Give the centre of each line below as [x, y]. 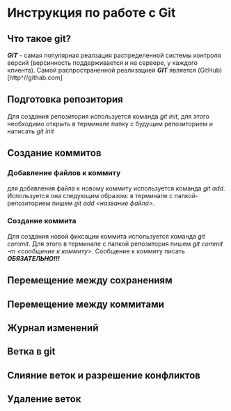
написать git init [31, 131]
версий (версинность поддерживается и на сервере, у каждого [103, 63]
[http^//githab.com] [35, 77]
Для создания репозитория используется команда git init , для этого [109, 116]
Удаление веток [44, 399]
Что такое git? [39, 39]
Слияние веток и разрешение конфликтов [104, 375]
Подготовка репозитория [65, 99]
